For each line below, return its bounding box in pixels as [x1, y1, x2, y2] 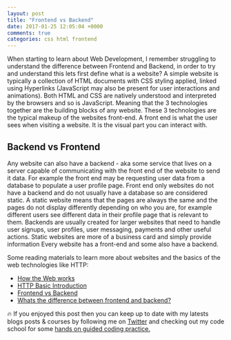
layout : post [7, 10, 45, 17]
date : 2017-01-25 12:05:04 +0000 [7, 23, 103, 30]
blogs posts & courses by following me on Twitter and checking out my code [7, 317, 225, 325]
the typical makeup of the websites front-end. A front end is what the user [7, 113, 218, 122]
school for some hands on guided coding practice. [7, 324, 150, 332]
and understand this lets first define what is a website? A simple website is [7, 70, 219, 78]
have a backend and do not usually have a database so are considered [7, 188, 208, 197]
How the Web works [17, 274, 75, 282]
